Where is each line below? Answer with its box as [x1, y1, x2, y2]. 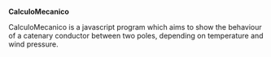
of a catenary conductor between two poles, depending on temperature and [8, 31, 264, 40]
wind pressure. [8, 39, 59, 49]
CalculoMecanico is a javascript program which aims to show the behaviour [8, 22, 262, 31]
